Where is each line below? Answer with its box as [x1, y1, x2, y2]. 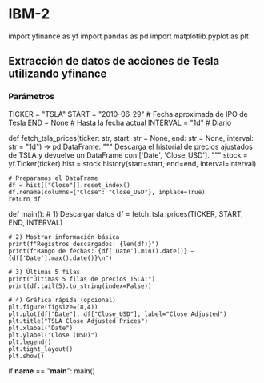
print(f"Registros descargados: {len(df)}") [8, 240, 159, 248]
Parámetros [8, 91, 54, 102]
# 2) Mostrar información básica [8, 233, 120, 241]
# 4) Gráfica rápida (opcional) [8, 296, 116, 304]
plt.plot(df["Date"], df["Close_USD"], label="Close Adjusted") [8, 309, 227, 318]
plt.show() [8, 352, 45, 360]
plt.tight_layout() [8, 345, 74, 353]
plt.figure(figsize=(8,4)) [8, 303, 98, 311]
